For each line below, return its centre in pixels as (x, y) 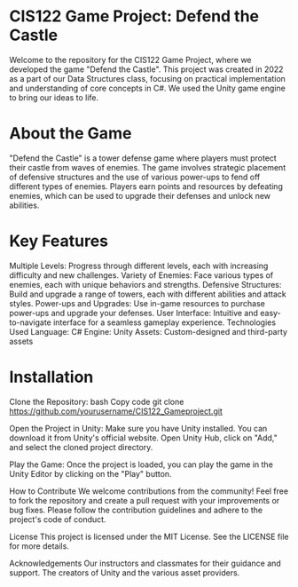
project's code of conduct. (58, 519)
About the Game (71, 134)
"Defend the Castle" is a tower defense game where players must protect (143, 158)
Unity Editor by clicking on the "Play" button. (90, 473)
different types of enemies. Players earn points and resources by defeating (146, 186)
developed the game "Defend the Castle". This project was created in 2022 (146, 69)
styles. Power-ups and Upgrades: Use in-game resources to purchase (137, 303)
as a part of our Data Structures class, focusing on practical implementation (148, 78)
